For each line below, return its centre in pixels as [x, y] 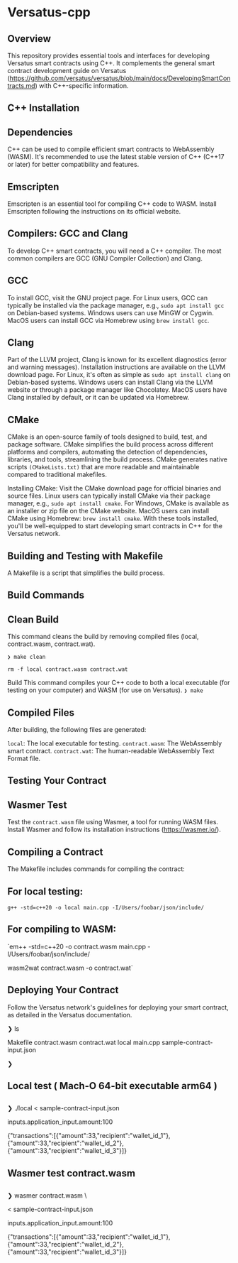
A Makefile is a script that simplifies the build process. [86, 573]
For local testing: [45, 891]
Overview [29, 39]
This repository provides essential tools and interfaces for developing [109, 55]
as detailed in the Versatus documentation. [70, 1015]
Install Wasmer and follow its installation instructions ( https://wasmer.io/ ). [114, 830]
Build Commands [46, 595]
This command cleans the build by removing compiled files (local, [103, 637]
